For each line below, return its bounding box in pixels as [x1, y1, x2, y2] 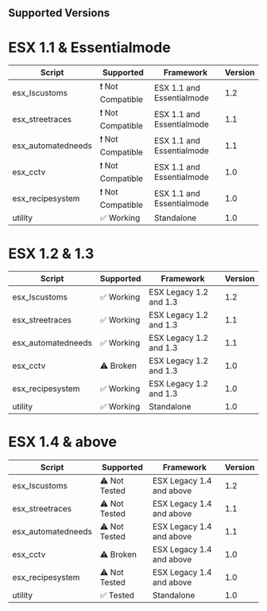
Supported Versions [8, 6, 110, 20]
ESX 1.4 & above [8, 433, 118, 451]
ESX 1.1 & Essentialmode [8, 38, 171, 57]
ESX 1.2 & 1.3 [8, 245, 95, 262]
